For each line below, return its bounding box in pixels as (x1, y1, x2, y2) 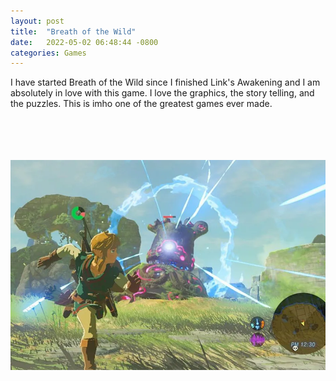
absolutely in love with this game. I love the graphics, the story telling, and (10, 87, 315, 99)
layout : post (10, 16, 65, 26)
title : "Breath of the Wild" (10, 26, 137, 37)
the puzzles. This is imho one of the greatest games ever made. (10, 98, 273, 110)
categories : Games (10, 48, 87, 58)
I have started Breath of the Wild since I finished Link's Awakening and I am (10, 76, 321, 89)
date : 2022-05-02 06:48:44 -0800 (10, 37, 159, 47)
